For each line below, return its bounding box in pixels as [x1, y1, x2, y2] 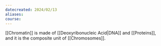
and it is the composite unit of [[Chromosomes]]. [5, 35, 106, 41]
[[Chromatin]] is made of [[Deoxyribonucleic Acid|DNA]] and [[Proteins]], [5, 30, 156, 36]
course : [5, 16, 22, 21]
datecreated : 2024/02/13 [5, 7, 57, 12]
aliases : [5, 12, 24, 17]
